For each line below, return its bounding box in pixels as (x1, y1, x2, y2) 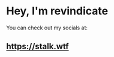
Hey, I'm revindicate (6, 4, 109, 18)
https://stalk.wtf (6, 41, 69, 52)
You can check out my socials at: (6, 24, 88, 31)
